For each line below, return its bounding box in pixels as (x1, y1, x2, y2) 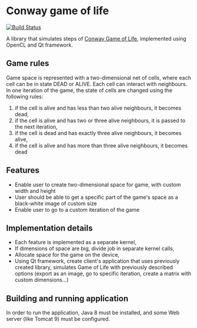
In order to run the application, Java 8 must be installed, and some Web (6, 309, 180, 316)
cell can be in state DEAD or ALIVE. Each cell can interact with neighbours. (6, 80, 188, 87)
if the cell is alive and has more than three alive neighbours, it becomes (14, 142, 188, 149)
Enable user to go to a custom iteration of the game (14, 206, 140, 213)
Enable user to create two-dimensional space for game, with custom (14, 181, 181, 188)
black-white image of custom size (14, 199, 97, 207)
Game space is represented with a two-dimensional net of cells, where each (6, 74, 192, 81)
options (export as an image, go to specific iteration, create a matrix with (14, 270, 192, 277)
